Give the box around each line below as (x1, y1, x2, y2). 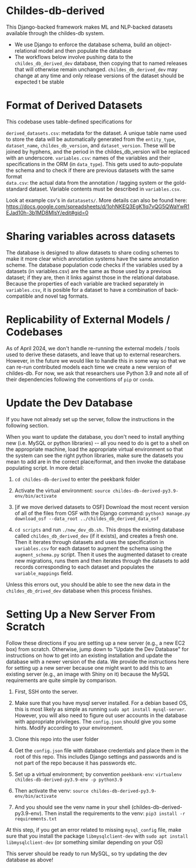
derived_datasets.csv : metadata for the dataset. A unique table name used (6, 129, 187, 136)
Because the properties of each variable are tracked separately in (6, 280, 164, 287)
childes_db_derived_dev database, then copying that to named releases (14, 60, 188, 67)
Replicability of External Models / (6, 313, 171, 326)
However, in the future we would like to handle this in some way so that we (6, 357, 186, 364)
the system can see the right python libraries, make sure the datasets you (6, 452, 183, 459)
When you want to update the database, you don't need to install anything (6, 433, 184, 440)
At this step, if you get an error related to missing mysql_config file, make (6, 826, 181, 833)
